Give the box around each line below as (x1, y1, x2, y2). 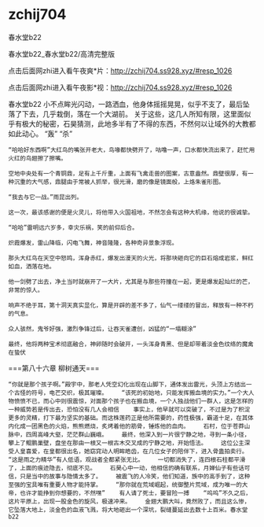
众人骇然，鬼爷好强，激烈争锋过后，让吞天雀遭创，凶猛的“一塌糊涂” (8, 325, 196, 333)
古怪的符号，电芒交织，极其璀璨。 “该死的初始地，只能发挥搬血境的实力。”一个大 (13, 389, 249, 396)
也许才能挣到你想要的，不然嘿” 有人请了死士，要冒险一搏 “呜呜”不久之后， (19, 489, 251, 497)
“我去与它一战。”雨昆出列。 (8, 193, 83, 201)
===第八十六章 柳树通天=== (8, 363, 100, 373)
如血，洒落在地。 (8, 262, 56, 271)
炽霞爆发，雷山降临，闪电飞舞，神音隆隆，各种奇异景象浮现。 (8, 238, 178, 247)
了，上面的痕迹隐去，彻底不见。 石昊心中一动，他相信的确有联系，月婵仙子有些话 (8, 464, 245, 472)
